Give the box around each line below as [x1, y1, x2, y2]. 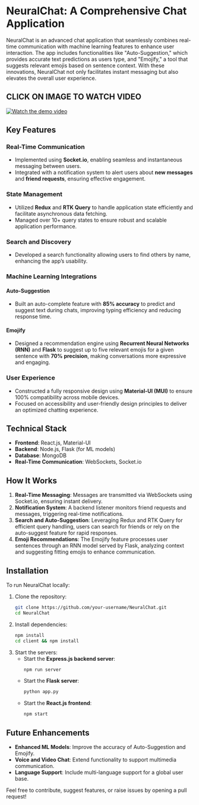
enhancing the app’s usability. [14, 257, 88, 265]
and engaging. [14, 359, 50, 366]
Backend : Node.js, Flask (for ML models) [14, 446, 116, 453]
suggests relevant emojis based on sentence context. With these [6, 61, 165, 69]
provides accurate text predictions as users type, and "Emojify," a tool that [6, 55, 188, 63]
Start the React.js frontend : [23, 700, 92, 707]
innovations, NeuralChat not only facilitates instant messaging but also [6, 68, 179, 75]
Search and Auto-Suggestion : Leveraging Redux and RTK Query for [14, 517, 183, 524]
